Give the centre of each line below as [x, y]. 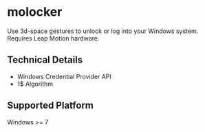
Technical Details [45, 60]
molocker [35, 12]
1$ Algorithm [35, 84]
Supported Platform [51, 106]
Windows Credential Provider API [64, 76]
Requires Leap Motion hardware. [53, 38]
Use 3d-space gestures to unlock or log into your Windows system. [103, 31]
